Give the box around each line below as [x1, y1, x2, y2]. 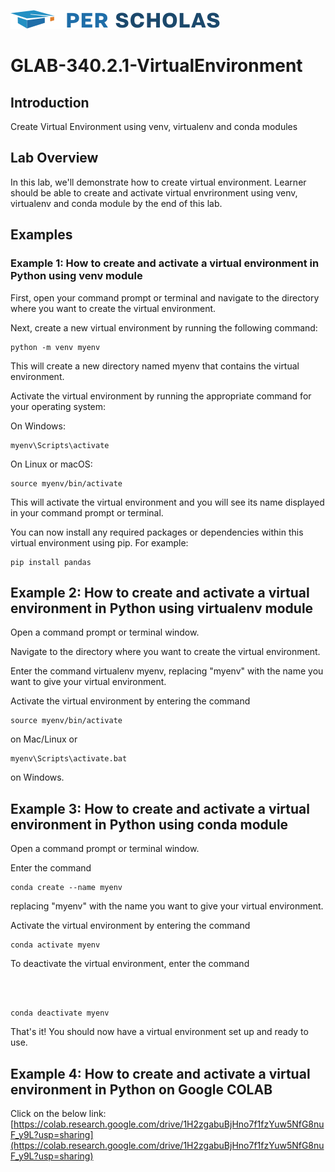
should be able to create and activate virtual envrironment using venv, [10, 186, 298, 199]
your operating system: [10, 400, 107, 412]
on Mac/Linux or [10, 733, 78, 745]
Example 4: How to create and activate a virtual [10, 1065, 311, 1082]
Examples [10, 226, 73, 244]
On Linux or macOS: [10, 458, 93, 470]
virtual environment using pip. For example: [10, 536, 189, 549]
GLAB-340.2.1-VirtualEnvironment [10, 55, 303, 77]
